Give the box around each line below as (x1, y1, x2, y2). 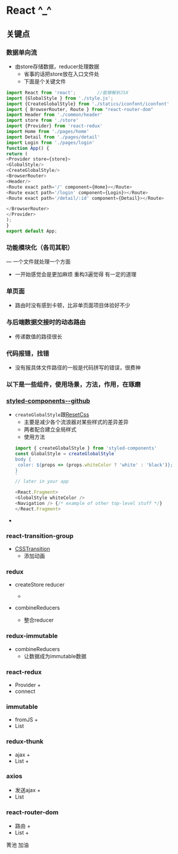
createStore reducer (14, 581, 65, 588)
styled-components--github (6, 396, 91, 405)
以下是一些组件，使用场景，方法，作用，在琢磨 (6, 380, 141, 389)
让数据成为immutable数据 (23, 652, 87, 659)
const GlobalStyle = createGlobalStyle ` (14, 451, 117, 457)
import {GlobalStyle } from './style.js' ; (6, 95, 113, 101)
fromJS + (14, 716, 38, 723)
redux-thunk (6, 738, 44, 746)
